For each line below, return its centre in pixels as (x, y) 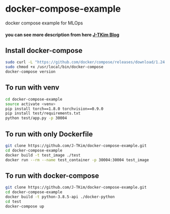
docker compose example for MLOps (44, 23)
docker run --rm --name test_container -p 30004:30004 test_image (77, 160)
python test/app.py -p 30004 (36, 118)
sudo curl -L (19, 62)
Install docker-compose (44, 51)
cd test (13, 201)
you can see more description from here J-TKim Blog (62, 35)
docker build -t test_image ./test (43, 155)
